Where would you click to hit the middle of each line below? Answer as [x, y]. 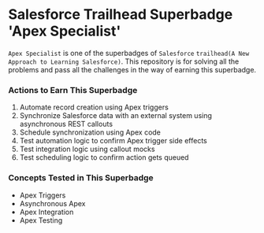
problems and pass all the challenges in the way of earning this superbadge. [132, 69]
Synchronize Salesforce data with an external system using [116, 116]
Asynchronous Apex [52, 203]
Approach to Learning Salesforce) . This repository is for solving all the [124, 61]
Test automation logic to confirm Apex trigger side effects [113, 141]
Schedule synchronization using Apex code [90, 132]
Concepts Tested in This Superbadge [81, 178]
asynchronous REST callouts [66, 124]
